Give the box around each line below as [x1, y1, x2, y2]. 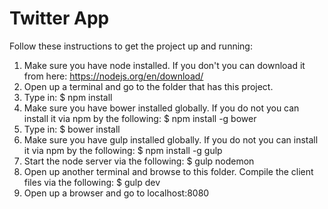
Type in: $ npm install [23, 91, 113, 103]
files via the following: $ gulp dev [23, 176, 161, 188]
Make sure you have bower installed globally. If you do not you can [23, 102, 300, 114]
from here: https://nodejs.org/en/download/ [23, 70, 204, 82]
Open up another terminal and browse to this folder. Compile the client [23, 165, 314, 177]
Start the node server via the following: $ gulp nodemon [23, 155, 255, 167]
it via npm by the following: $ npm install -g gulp [23, 144, 223, 156]
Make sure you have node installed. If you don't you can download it [23, 59, 306, 71]
